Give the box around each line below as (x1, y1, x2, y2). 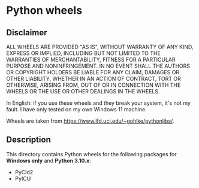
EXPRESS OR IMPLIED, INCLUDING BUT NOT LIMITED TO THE (6, 50, 161, 57)
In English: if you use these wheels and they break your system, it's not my (6, 99, 191, 107)
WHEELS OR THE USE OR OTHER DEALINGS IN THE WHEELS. (6, 88, 160, 95)
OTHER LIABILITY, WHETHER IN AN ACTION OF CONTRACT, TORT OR (6, 75, 181, 82)
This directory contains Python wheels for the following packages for (6, 150, 177, 157)
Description (6, 135, 51, 145)
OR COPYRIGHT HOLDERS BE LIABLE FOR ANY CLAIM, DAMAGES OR (6, 69, 180, 75)
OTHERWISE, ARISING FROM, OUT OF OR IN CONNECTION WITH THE (6, 81, 181, 89)
